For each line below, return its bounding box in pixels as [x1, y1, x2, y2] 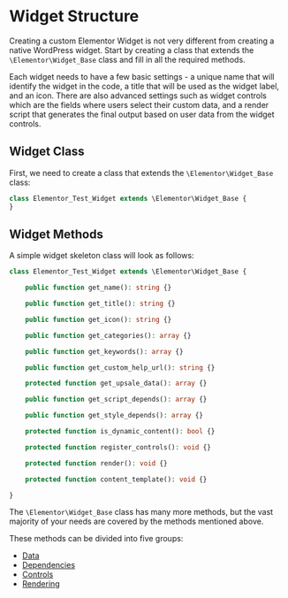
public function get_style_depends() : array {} [25, 411, 203, 420]
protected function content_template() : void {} [25, 475, 208, 484]
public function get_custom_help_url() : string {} [25, 363, 216, 372]
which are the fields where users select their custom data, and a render [9, 99, 269, 110]
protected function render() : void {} [25, 458, 168, 468]
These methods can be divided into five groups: [9, 533, 184, 544]
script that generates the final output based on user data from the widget [9, 109, 276, 119]
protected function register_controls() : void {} [25, 442, 212, 452]
